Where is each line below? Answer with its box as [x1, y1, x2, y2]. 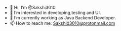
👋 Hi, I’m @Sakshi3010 [9, 5, 56, 10]
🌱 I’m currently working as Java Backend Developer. [9, 15, 116, 20]
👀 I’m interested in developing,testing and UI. [9, 10, 101, 15]
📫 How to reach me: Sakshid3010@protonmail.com [9, 20, 115, 26]
